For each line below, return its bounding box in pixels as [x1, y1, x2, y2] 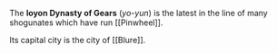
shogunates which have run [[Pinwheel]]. [9, 17, 163, 28]
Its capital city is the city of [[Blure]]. [9, 35, 146, 45]
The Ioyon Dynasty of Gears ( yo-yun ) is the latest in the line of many [9, 8, 268, 18]
